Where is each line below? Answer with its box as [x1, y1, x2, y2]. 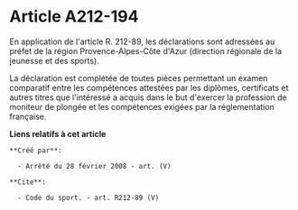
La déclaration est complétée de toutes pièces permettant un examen [9, 72, 268, 83]
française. [9, 111, 47, 122]
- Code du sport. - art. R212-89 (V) [17, 193, 160, 202]
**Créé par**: [9, 146, 63, 155]
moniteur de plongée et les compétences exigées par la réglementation [9, 101, 275, 112]
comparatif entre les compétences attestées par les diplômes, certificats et [9, 82, 289, 93]
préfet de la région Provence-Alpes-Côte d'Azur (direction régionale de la [9, 45, 283, 56]
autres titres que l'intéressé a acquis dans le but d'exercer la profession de [9, 92, 287, 103]
